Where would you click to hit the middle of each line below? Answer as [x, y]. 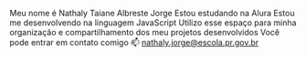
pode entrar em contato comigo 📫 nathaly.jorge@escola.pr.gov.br [134, 43]
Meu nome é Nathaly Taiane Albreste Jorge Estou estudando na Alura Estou [152, 13]
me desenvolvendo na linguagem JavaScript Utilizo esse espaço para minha [153, 23]
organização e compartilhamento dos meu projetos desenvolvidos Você [145, 32]
